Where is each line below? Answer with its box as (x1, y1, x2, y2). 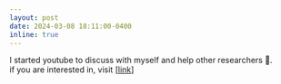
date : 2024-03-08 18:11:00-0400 (9, 22, 132, 31)
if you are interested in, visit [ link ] (9, 64, 135, 75)
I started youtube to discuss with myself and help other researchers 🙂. (9, 55, 273, 66)
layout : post (9, 13, 59, 23)
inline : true (9, 30, 59, 39)
